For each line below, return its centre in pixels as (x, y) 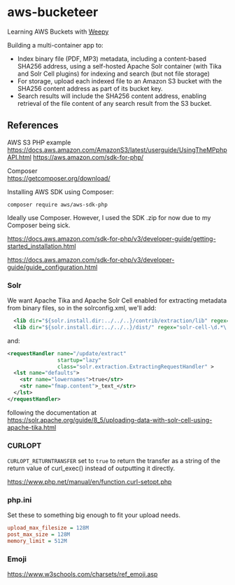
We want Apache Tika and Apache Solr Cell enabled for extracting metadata (117, 301)
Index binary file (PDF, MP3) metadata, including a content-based (112, 58)
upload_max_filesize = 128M (48, 528)
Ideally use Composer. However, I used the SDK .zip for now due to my (109, 217)
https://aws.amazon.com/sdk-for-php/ (88, 157)
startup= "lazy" (79, 360)
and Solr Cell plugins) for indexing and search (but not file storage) (113, 74)
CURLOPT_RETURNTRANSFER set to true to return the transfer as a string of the (114, 461)
